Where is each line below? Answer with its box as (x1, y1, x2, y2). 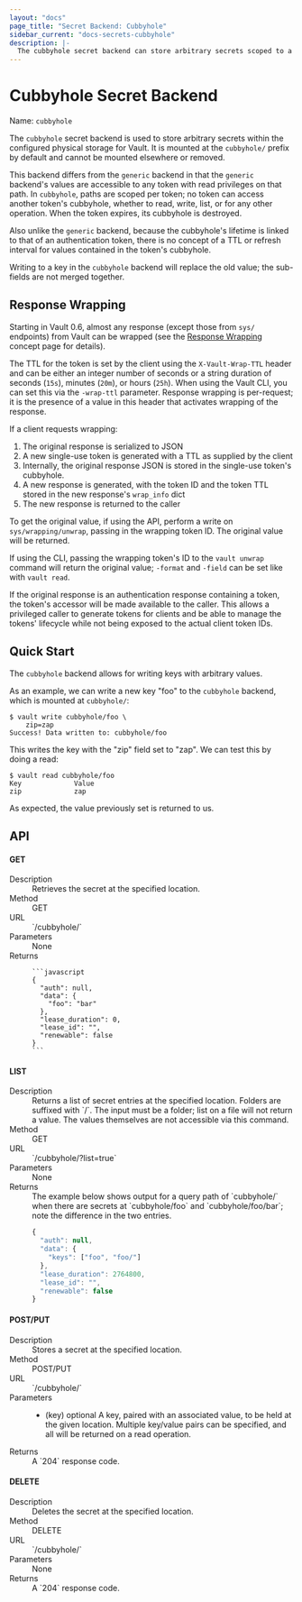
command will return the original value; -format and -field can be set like (9, 562, 284, 572)
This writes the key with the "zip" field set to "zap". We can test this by (9, 744, 272, 755)
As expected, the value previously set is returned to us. (9, 802, 215, 813)
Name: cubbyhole (9, 115, 73, 126)
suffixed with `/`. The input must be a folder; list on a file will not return (32, 1105, 293, 1116)
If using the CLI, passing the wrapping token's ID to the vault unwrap (9, 552, 264, 563)
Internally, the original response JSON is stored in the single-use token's (22, 460, 292, 471)
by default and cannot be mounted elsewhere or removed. (9, 152, 225, 163)
